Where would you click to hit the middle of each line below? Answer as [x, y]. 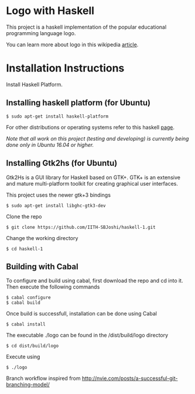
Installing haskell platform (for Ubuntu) [78, 103]
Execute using [23, 357]
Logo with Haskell [50, 11]
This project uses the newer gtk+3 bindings [59, 195]
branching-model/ [28, 385]
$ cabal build [23, 303]
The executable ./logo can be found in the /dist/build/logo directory [87, 335]
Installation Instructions [65, 68]
